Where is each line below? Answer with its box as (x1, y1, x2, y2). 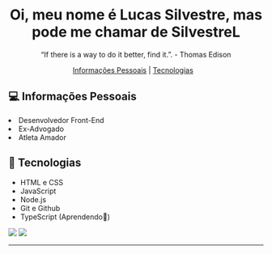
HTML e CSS (19, 177, 64, 187)
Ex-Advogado (19, 124, 65, 133)
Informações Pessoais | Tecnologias (72, 65, 194, 74)
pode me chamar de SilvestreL (32, 23, 240, 41)
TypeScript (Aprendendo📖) (19, 212, 111, 222)
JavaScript (19, 186, 57, 196)
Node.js (19, 194, 47, 204)
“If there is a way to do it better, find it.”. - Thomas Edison (40, 49, 232, 59)
